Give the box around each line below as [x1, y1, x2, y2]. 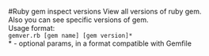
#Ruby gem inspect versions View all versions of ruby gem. [8, 7, 202, 16]
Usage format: [8, 24, 55, 32]
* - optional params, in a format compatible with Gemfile [8, 39, 192, 48]
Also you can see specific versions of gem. [8, 15, 149, 24]
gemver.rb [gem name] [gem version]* [8, 32, 133, 39]
